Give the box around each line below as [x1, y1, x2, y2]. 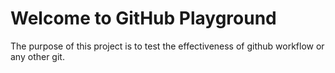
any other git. [10, 50, 65, 62]
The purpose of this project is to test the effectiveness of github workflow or [10, 40, 325, 52]
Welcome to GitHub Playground [10, 7, 277, 30]
